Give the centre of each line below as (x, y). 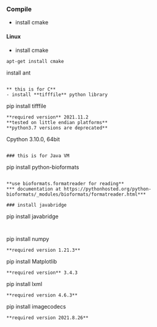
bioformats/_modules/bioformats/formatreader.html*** (76, 194)
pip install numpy (28, 239)
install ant (18, 73)
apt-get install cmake (35, 61)
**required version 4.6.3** (42, 295)
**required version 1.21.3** (43, 250)
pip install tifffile (27, 106)
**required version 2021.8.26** (47, 318)
